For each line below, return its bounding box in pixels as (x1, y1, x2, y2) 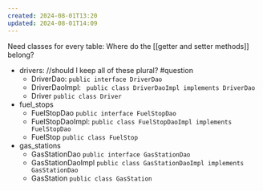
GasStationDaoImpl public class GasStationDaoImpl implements (30, 157, 245, 167)
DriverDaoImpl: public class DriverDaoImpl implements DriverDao (30, 82, 256, 92)
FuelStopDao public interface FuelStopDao (30, 108, 177, 117)
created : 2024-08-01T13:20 (7, 11, 98, 20)
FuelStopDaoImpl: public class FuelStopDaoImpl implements (30, 116, 233, 126)
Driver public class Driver (30, 91, 122, 100)
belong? (7, 50, 34, 59)
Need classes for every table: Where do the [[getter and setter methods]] (7, 41, 249, 51)
